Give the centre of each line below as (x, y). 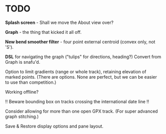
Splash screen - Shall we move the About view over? (59, 22)
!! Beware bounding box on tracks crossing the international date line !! (77, 101)
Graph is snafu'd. (23, 62)
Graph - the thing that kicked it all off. (43, 32)
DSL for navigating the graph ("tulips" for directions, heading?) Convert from (83, 57)
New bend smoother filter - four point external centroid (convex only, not (80, 42)
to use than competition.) (31, 82)
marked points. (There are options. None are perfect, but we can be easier (81, 77)
